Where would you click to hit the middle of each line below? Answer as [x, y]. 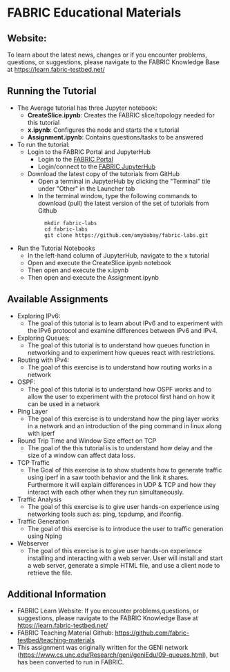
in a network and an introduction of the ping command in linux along [125, 425]
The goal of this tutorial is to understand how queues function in [119, 345]
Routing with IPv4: [43, 360]
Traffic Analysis [39, 499]
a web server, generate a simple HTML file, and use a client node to [124, 565]
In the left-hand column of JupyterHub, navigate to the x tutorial [118, 255]
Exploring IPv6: [39, 316]
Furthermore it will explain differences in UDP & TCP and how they [122, 484]
